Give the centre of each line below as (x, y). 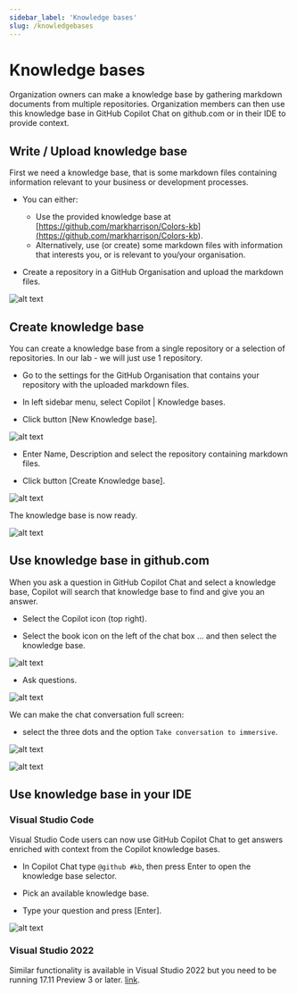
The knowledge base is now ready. (74, 515)
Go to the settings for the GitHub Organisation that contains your (141, 375)
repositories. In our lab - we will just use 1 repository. (106, 358)
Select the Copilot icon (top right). (84, 618)
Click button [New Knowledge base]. (90, 420)
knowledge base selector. (70, 875)
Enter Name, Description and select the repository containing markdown (155, 454)
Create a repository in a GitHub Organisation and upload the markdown (153, 272)
